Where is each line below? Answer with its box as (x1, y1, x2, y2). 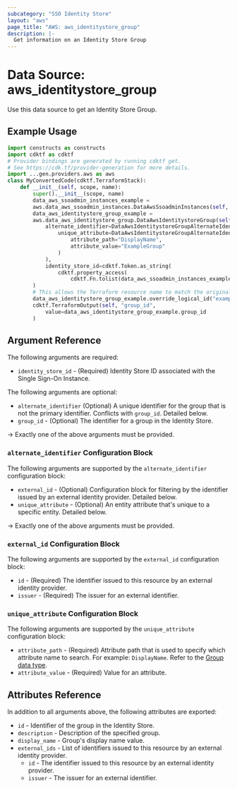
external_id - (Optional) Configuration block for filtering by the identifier (17, 485, 229, 494)
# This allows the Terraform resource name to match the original (32, 289, 232, 296)
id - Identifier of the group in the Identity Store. (17, 721, 155, 730)
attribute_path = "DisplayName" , (70, 236, 162, 243)
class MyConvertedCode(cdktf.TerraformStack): (7, 177, 147, 184)
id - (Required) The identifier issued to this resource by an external (17, 576, 213, 584)
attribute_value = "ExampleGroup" (70, 243, 166, 250)
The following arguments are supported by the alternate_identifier (7, 463, 207, 473)
